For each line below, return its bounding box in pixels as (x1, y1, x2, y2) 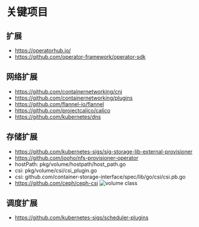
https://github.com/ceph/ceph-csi (14, 179, 99, 187)
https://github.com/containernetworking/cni (14, 88, 123, 95)
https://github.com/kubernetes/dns (14, 113, 101, 120)
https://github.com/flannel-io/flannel (14, 100, 105, 107)
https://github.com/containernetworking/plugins (14, 94, 133, 101)
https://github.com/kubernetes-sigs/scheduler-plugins (14, 214, 149, 221)
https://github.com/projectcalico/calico (14, 107, 111, 114)
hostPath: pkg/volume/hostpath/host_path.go (14, 161, 126, 168)
